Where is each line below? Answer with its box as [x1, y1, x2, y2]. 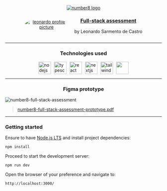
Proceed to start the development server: [5, 153, 89, 159]
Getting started [5, 123, 43, 130]
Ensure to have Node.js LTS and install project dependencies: [5, 135, 131, 141]
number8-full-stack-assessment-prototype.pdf [17, 106, 114, 112]
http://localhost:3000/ [5, 181, 55, 186]
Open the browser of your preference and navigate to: [5, 172, 116, 178]
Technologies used [60, 50, 107, 57]
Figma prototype [63, 86, 104, 93]
